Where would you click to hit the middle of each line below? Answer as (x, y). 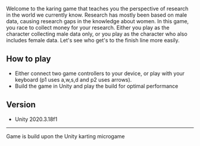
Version (21, 105)
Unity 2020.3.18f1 (36, 119)
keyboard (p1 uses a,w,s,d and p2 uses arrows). (73, 79)
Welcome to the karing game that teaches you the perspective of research (97, 9)
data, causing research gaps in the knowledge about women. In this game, (98, 21)
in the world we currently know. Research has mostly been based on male (97, 15)
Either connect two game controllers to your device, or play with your (100, 73)
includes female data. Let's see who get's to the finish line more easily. (93, 40)
